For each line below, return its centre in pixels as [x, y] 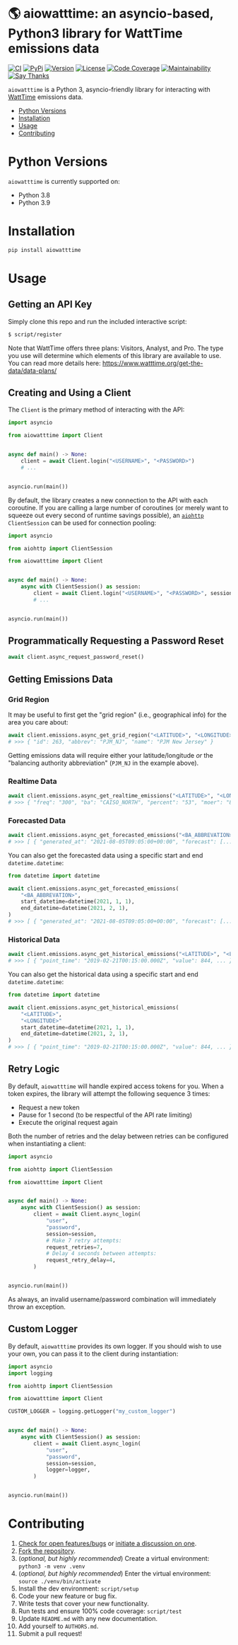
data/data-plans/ [32, 370]
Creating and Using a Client [70, 392]
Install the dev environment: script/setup [79, 1588]
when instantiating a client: [47, 1143]
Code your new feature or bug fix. [67, 1595]
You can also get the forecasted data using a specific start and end [106, 855]
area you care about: [38, 722]
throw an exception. [37, 1307]
